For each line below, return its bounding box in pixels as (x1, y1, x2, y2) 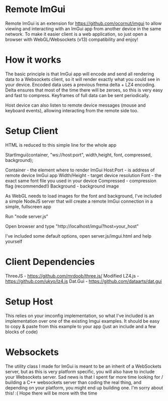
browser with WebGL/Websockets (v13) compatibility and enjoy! (5, 36, 139, 42)
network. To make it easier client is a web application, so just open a (5, 31, 147, 37)
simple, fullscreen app (5, 203, 51, 209)
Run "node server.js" (5, 213, 48, 219)
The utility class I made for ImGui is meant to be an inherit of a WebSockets (5, 363, 161, 369)
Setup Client (5, 125, 59, 137)
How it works (5, 54, 62, 66)
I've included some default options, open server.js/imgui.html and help (5, 233, 152, 239)
